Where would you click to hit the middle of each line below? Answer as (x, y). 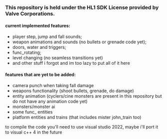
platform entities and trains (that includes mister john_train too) (77, 117)
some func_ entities (32, 112)
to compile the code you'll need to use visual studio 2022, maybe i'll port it (82, 127)
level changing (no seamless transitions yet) (58, 58)
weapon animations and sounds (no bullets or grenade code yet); (80, 42)
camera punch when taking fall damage (53, 86)
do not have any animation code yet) (50, 102)
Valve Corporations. (30, 13)
